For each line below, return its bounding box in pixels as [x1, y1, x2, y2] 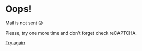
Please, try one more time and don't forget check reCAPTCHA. [5, 30, 137, 36]
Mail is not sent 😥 [5, 20, 43, 26]
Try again [5, 39, 26, 46]
